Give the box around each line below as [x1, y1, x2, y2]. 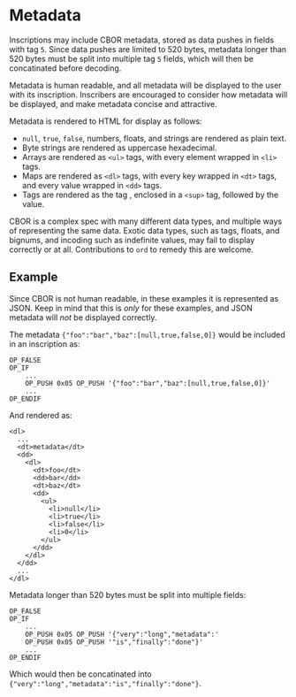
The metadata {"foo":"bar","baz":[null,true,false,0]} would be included [9, 329, 285, 340]
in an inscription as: [9, 338, 80, 349]
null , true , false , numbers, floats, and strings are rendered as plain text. [21, 133, 287, 143]
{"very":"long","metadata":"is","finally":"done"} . [9, 678, 201, 688]
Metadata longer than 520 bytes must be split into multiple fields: [9, 589, 247, 600]
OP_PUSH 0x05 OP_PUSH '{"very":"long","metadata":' [25, 630, 219, 639]
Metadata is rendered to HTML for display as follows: [9, 116, 202, 126]
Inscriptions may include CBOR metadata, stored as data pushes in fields [9, 34, 275, 45]
